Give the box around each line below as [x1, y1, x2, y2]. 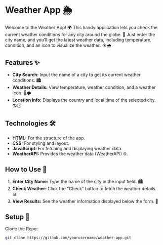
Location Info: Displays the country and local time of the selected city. [12, 97, 156, 103]
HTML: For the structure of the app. [12, 135, 85, 141]
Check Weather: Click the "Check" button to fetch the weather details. [12, 186, 157, 192]
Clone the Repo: [5, 226, 38, 232]
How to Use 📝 [5, 165, 47, 173]
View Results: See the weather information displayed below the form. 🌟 [12, 199, 159, 204]
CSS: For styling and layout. [12, 140, 69, 146]
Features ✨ [5, 58, 40, 67]
